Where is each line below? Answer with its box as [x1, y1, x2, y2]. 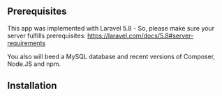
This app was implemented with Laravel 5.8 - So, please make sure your [7, 24, 215, 32]
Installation [7, 80, 57, 92]
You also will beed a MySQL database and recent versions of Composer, [7, 52, 215, 61]
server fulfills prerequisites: [7, 31, 86, 40]
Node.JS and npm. [7, 59, 61, 68]
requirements [7, 38, 46, 47]
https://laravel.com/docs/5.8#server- [87, 31, 194, 40]
